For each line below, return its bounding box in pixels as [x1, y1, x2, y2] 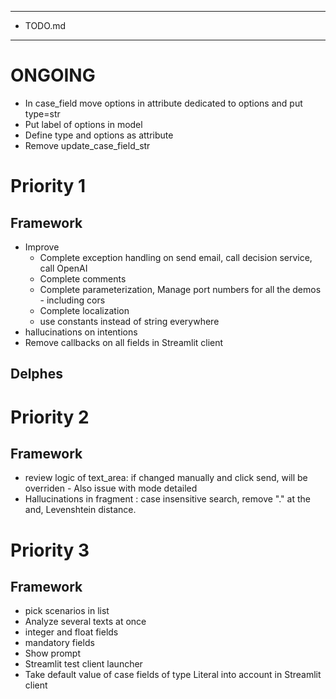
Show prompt [24, 647, 82, 660]
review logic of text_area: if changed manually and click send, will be [24, 472, 308, 484]
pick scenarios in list [24, 605, 110, 617]
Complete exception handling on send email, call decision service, [39, 251, 313, 263]
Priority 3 [10, 539, 90, 561]
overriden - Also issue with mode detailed [24, 482, 198, 495]
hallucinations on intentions [24, 326, 138, 338]
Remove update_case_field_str [24, 139, 151, 151]
